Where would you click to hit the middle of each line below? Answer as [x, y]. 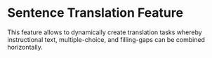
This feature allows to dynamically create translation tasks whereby [105, 32]
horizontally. [25, 47]
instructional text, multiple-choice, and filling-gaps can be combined [106, 39]
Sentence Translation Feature [95, 13]
